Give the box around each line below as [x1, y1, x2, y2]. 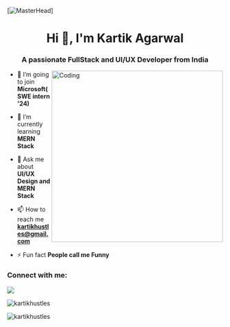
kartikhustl [16, 223, 49, 231]
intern [32, 93, 50, 101]
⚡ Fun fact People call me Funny [16, 251, 110, 259]
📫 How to [16, 206, 46, 214]
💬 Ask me [16, 155, 44, 164]
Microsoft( [16, 85, 48, 93]
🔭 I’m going [16, 71, 49, 79]
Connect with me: [7, 271, 68, 280]
